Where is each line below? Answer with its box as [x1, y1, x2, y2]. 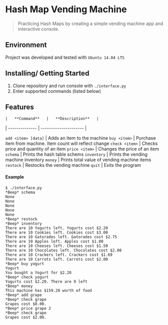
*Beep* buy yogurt [5, 261, 44, 266]
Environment [5, 41, 47, 49]
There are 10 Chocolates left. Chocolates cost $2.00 [5, 247, 122, 253]
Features [5, 103, 34, 111]
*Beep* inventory [5, 221, 42, 226]
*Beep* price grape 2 [5, 306, 51, 311]
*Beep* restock [5, 216, 38, 221]
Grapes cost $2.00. [5, 315, 47, 320]
